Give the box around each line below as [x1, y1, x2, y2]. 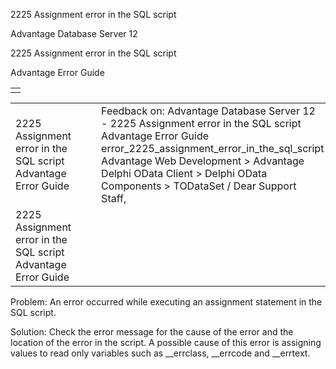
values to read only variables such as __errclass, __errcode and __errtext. [10, 347, 311, 359]
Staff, [101, 192, 127, 205]
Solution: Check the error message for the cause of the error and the [10, 326, 294, 338]
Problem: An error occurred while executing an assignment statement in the [10, 296, 323, 308]
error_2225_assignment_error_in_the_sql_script [101, 142, 325, 155]
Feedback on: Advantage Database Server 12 [101, 104, 316, 118]
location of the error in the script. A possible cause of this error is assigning [10, 337, 322, 348]
